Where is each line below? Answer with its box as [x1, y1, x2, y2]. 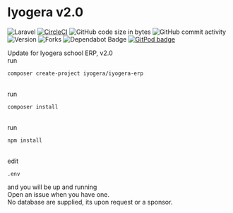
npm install [7, 137, 42, 144]
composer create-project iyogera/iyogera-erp [7, 70, 143, 77]
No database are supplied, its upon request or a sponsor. [7, 197, 173, 206]
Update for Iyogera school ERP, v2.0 [7, 49, 113, 57]
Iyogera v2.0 [7, 4, 83, 20]
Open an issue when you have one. [7, 190, 110, 198]
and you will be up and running [7, 183, 97, 191]
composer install [7, 103, 59, 110]
